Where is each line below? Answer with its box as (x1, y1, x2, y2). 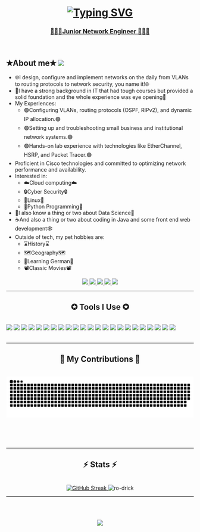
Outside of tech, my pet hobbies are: (14, 234, 105, 241)
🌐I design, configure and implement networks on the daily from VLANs (14, 74, 189, 81)
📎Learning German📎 (23, 258, 74, 265)
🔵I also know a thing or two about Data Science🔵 (14, 209, 135, 217)
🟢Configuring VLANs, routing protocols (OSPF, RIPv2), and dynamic (23, 107, 192, 114)
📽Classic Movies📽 (23, 265, 71, 272)
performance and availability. (14, 166, 86, 173)
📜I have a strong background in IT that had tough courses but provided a (14, 87, 193, 95)
